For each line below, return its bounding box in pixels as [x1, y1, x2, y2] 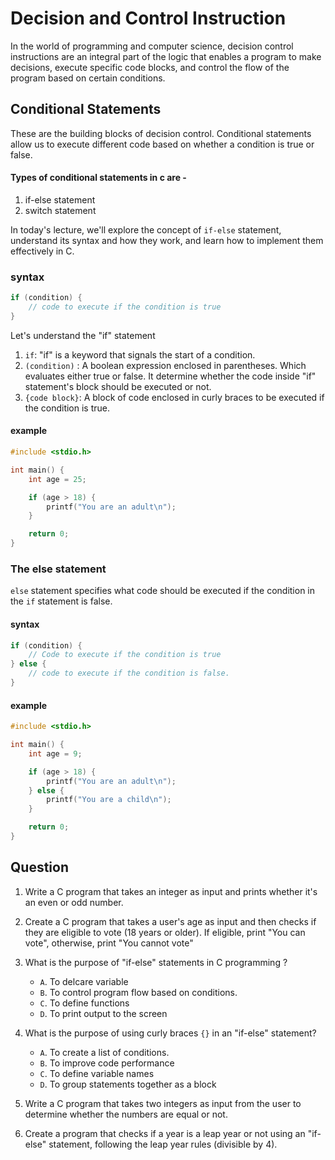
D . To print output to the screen [39, 1007, 168, 1019]
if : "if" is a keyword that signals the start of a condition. [24, 348, 256, 361]
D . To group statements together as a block [39, 1078, 217, 1090]
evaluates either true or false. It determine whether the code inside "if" [24, 370, 317, 382]
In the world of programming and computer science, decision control [10, 40, 294, 52]
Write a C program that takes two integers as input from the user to [24, 1097, 302, 1109]
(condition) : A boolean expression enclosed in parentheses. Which [24, 359, 307, 371]
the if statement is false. [10, 595, 113, 607]
